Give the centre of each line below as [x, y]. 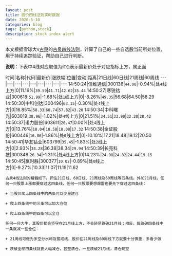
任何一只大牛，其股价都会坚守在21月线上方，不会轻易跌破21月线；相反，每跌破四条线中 [84, 224]
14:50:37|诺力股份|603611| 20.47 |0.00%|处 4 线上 [55, 122]
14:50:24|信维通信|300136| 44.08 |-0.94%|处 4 [115, 84]
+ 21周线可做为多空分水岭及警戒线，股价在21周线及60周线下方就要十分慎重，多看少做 [83, 239]
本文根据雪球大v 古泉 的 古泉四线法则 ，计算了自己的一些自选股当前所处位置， [85, 49]
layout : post [19, 10]
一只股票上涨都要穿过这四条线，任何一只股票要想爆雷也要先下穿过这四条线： [78, 184]
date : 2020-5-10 [23, 20]
